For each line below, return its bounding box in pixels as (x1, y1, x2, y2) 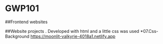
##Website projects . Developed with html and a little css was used (5, 28, 140, 34)
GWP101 (5, 3, 39, 14)
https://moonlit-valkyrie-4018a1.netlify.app (30, 33, 116, 39)
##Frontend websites (5, 19, 48, 25)
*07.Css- (140, 28, 159, 34)
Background (5, 33, 30, 39)
